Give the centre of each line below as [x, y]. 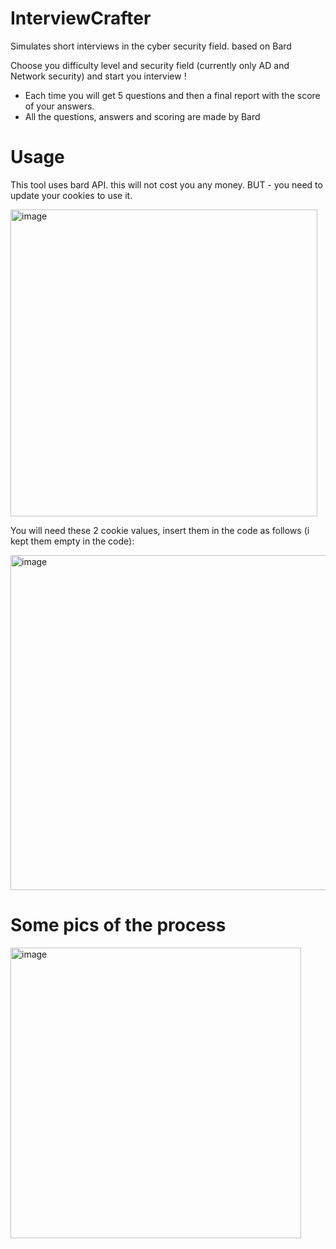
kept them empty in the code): [72, 541]
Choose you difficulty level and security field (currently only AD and [150, 65]
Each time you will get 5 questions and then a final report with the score [172, 95]
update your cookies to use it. [71, 195]
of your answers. [59, 106]
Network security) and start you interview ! [98, 76]
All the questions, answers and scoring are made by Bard [142, 116]
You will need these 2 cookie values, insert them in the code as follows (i [160, 530]
